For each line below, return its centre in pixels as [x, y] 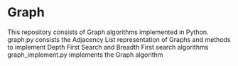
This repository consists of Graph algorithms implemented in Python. [108, 32]
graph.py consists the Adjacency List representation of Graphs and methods [119, 39]
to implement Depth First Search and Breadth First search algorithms [108, 47]
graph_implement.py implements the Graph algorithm [85, 55]
